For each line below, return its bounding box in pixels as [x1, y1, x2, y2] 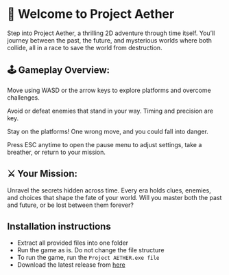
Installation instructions [7, 220, 111, 232]
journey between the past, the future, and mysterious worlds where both [7, 36, 213, 44]
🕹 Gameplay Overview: [7, 65, 110, 76]
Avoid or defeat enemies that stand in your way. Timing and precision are [7, 107, 214, 115]
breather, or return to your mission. [7, 148, 106, 156]
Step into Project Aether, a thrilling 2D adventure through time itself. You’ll [7, 29, 215, 37]
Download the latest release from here [16, 261, 125, 269]
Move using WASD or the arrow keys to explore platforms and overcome [7, 86, 211, 94]
